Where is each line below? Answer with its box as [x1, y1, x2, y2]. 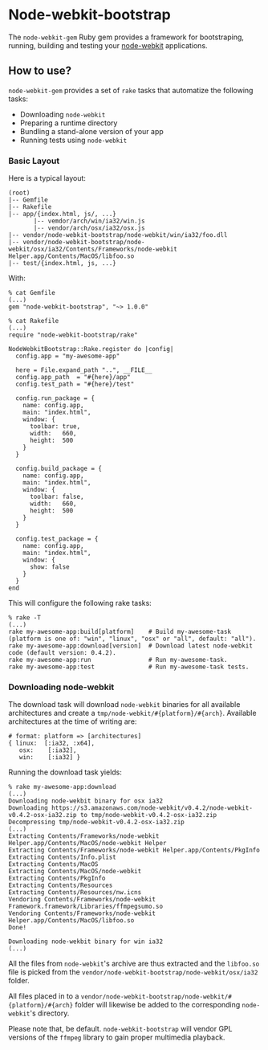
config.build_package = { [15, 464, 103, 473]
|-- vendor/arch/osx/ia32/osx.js [33, 224, 146, 232]
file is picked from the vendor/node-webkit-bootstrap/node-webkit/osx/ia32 [8, 967, 258, 977]
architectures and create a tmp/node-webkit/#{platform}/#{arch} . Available [8, 709, 257, 718]
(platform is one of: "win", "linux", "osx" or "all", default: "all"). [8, 635, 257, 643]
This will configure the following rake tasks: [8, 599, 152, 608]
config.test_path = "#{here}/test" [15, 380, 135, 389]
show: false [29, 563, 70, 571]
